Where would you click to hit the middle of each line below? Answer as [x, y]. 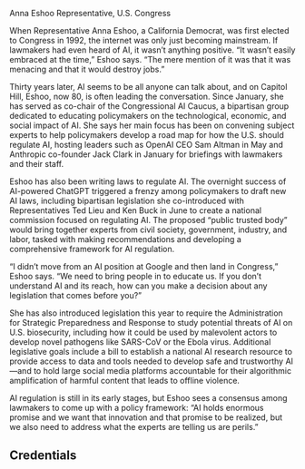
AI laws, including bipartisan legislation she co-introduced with [127, 200]
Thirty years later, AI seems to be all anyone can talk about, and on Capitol [148, 87]
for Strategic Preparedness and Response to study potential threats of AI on [151, 322]
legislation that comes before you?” [76, 295]
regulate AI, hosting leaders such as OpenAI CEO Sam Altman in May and [147, 145]
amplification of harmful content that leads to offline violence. [125, 381]
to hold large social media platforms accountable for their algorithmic [162, 371]
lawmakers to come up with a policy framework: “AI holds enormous [137, 408]
